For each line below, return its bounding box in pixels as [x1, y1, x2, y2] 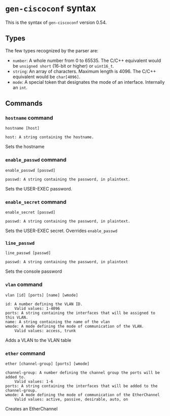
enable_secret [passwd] [5, 210, 56, 215]
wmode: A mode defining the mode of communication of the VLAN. [5, 324, 144, 329]
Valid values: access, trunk [14, 328, 76, 333]
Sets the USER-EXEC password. [5, 185, 73, 191]
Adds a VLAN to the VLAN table [5, 337, 72, 343]
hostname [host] [5, 126, 40, 131]
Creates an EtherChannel [5, 405, 58, 411]
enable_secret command [5, 198, 67, 205]
